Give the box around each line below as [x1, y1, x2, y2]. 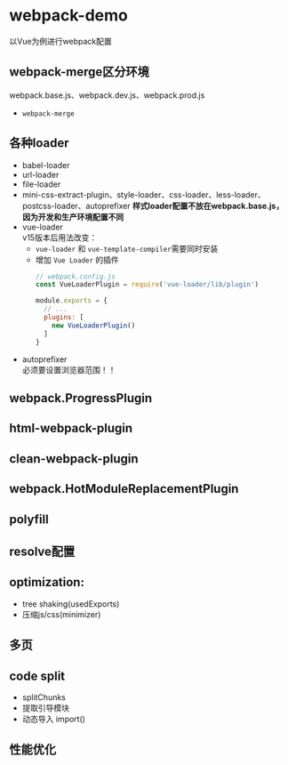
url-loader [21, 169, 60, 180]
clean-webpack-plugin [9, 451, 139, 466]
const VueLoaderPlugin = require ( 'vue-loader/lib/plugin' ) [35, 280, 260, 289]
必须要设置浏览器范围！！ [21, 364, 116, 374]
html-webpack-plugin [9, 421, 133, 436]
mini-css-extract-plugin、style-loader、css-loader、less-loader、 [21, 189, 267, 200]
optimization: [9, 575, 84, 590]
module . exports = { [35, 296, 108, 305]
